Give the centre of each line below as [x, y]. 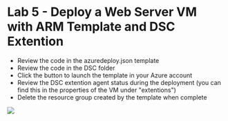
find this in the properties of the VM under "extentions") [96, 90]
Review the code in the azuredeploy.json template [88, 60]
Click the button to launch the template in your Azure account [105, 75]
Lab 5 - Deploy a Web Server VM [102, 12]
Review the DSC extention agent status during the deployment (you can [119, 82]
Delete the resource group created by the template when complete [112, 97]
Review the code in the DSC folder [66, 68]
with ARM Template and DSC [91, 27]
